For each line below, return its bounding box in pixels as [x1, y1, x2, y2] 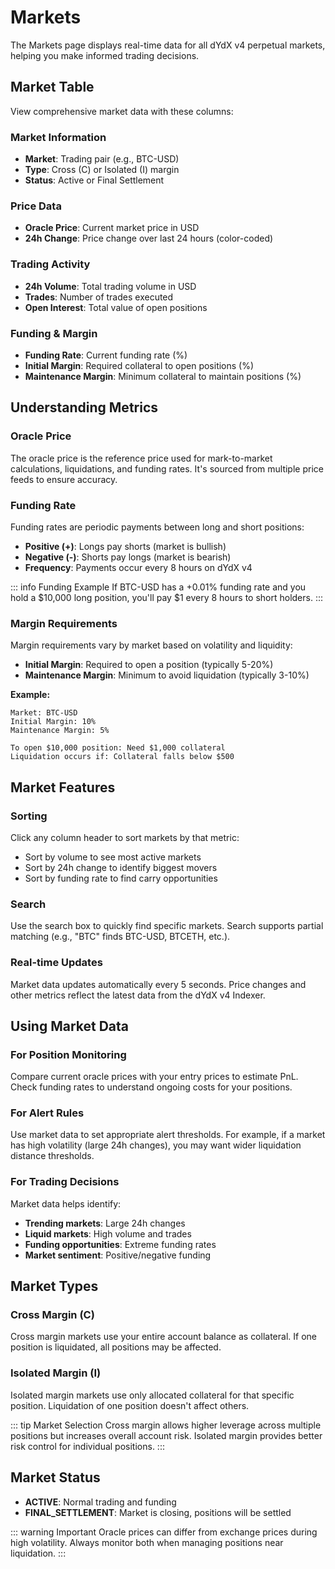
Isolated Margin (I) [10, 1366, 102, 1380]
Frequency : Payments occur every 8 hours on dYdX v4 [24, 561, 253, 573]
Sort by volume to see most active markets [24, 851, 202, 863]
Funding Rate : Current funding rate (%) [24, 349, 188, 361]
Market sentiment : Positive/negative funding [24, 1249, 212, 1261]
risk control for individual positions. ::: [10, 1440, 165, 1452]
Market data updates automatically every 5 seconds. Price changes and [10, 978, 307, 990]
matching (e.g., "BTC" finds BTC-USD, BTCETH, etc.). [10, 931, 231, 943]
